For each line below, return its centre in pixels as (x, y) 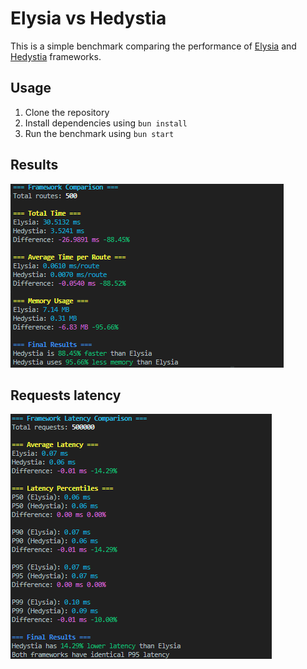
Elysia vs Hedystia (88, 18)
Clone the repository (67, 112)
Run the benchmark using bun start (99, 133)
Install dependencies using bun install (106, 123)
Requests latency (66, 395)
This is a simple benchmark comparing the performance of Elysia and (153, 46)
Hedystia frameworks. (56, 56)
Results (34, 165)
